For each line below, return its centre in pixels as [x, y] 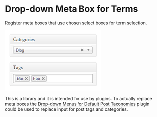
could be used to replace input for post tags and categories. [67, 109]
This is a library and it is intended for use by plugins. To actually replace [79, 98]
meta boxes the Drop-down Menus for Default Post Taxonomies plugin [77, 104]
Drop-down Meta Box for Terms [72, 9]
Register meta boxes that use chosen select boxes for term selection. [76, 23]
